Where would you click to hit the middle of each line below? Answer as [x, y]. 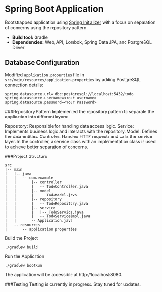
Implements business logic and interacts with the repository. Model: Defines [81, 131]
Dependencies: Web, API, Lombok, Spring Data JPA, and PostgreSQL [82, 42]
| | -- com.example [29, 178]
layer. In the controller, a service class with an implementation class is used [80, 141]
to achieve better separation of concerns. [47, 147]
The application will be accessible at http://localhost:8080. [64, 274]
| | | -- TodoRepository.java [47, 203]
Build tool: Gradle [30, 37]
